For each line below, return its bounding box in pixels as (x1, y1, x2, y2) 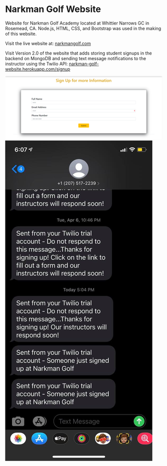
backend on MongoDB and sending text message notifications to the (5, 55, 146, 61)
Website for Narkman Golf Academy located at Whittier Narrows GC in (5, 20, 150, 26)
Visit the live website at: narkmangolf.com (5, 40, 91, 46)
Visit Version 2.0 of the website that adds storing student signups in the (5, 50, 152, 56)
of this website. (5, 31, 37, 37)
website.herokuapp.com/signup (5, 66, 71, 72)
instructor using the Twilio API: (5, 61, 68, 67)
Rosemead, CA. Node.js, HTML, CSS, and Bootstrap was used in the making (5, 25, 162, 31)
